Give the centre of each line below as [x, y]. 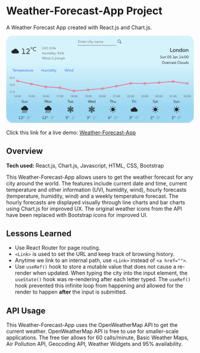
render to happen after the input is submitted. [71, 292]
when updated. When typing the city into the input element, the [110, 273]
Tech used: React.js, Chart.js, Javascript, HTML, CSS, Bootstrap [85, 165]
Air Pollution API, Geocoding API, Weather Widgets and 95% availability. [94, 344]
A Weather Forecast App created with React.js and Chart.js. [79, 27]
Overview [25, 151]
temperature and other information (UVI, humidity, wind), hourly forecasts [96, 190]
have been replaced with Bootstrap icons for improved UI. [77, 215]
